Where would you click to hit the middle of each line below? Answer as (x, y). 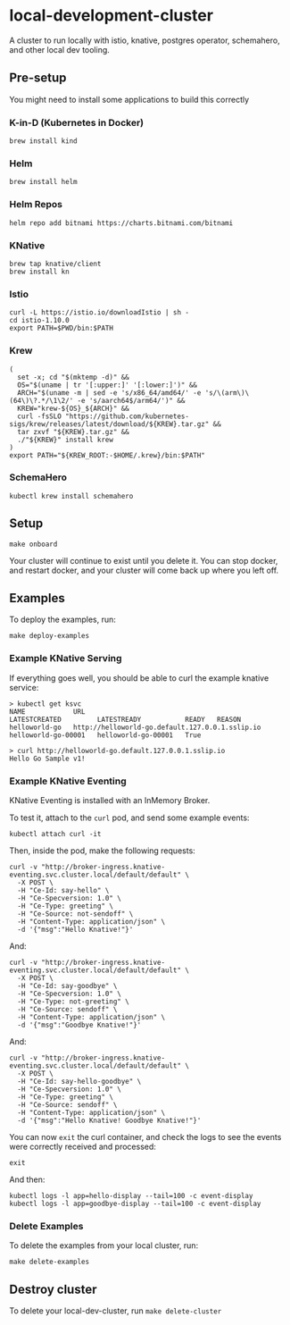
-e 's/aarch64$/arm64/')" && (131, 400)
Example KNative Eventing (68, 781)
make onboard (33, 544)
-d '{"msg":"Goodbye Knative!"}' (79, 1025)
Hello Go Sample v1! (48, 759)
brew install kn (39, 272)
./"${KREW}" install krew (66, 440)
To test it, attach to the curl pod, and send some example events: (129, 818)
